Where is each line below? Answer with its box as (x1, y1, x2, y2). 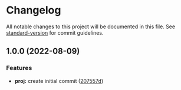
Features (6, 64, 32, 72)
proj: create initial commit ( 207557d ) (14, 77, 104, 84)
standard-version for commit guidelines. (6, 29, 104, 36)
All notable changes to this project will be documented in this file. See (6, 23, 176, 30)
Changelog (6, 4, 61, 17)
